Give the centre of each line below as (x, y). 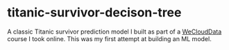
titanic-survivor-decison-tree (94, 13)
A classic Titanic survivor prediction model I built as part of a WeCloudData (114, 32)
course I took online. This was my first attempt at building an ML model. (109, 38)
